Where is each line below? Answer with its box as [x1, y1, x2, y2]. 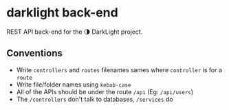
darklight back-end [6, 5, 118, 21]
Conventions [6, 47, 63, 59]
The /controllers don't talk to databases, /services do [16, 95, 173, 103]
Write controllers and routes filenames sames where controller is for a [16, 65, 223, 74]
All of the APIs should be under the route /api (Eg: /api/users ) [16, 87, 194, 96]
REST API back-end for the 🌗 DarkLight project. [6, 27, 143, 36]
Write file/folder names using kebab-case [16, 80, 131, 89]
